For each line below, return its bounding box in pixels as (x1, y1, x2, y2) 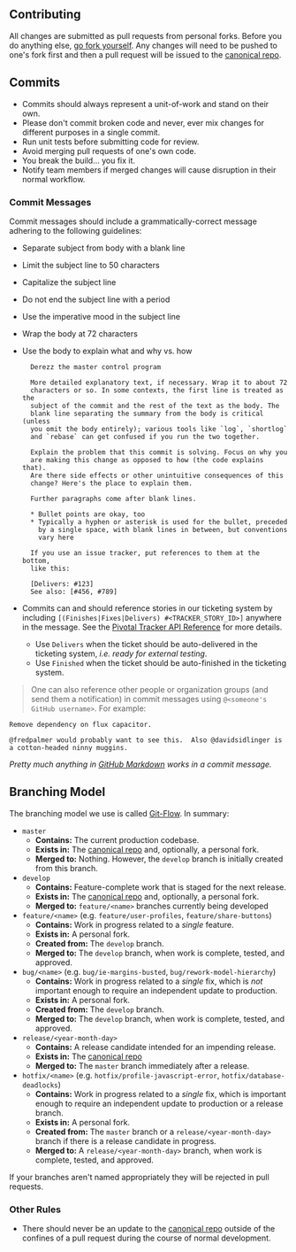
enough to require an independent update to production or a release (34, 1098, 284, 1109)
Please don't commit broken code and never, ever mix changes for (21, 117, 265, 128)
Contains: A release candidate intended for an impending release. (34, 1041, 277, 1052)
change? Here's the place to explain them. (30, 478, 193, 488)
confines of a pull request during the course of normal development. (21, 1233, 271, 1243)
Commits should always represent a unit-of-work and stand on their (21, 98, 269, 109)
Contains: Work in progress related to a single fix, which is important (34, 1088, 287, 1099)
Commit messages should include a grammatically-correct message (9, 216, 258, 227)
